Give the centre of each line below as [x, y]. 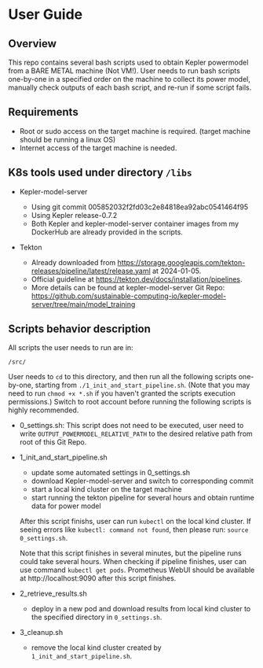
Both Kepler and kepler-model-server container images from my [135, 223]
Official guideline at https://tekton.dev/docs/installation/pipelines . [137, 279]
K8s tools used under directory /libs [100, 173]
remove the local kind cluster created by [97, 648]
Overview [33, 44]
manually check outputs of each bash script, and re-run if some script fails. [130, 87]
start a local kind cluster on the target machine [106, 489]
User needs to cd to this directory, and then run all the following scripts [122, 377]
